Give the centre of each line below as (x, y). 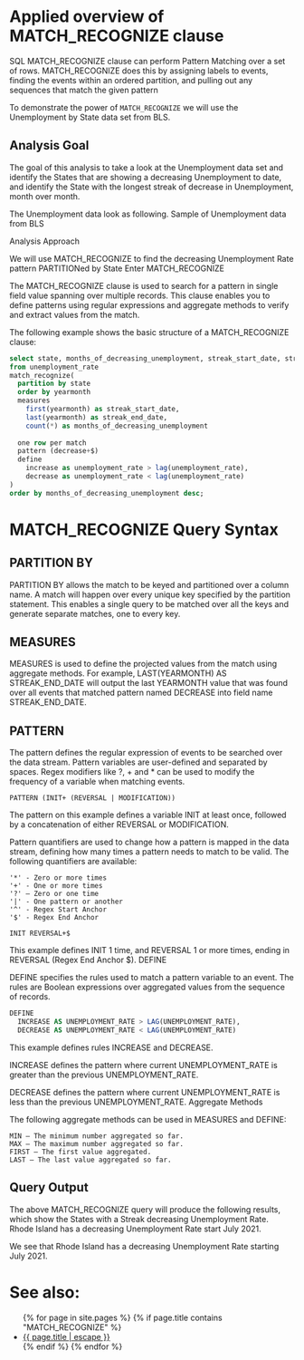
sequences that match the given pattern (84, 90)
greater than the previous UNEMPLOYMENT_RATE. (104, 1075)
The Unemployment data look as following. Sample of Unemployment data (148, 214)
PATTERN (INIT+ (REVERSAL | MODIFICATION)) (93, 798)
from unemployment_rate (54, 367)
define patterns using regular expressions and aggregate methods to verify (149, 304)
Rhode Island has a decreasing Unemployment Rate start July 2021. (136, 1229)
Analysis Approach (44, 241)
